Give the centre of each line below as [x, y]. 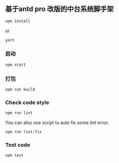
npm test [14, 155]
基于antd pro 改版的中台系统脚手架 [59, 9]
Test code [18, 145]
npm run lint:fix [24, 132]
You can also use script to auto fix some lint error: [57, 123]
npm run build [20, 90]
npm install [18, 21]
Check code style [27, 102]
